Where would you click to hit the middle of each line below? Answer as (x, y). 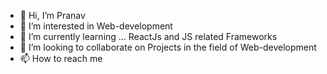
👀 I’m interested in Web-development (96, 26)
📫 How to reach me (61, 58)
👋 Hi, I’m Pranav (52, 15)
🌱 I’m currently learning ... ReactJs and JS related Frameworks (148, 36)
